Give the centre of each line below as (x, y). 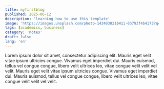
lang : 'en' (16, 42)
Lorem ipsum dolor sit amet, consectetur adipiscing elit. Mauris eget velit (78, 55)
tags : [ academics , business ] (35, 28)
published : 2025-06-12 (28, 14)
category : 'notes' (24, 32)
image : (12, 23)
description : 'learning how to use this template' (58, 19)
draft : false (18, 37)
